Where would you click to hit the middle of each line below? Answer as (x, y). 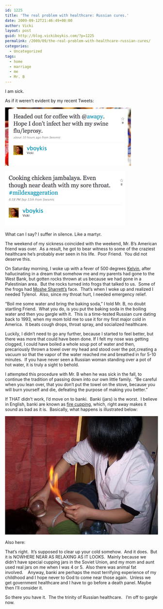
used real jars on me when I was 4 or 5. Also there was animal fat (71, 567)
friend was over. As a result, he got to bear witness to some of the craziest (80, 249)
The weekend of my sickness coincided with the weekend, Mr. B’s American (81, 244)
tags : (10, 56)
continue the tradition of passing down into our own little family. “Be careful (81, 379)
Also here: (15, 542)
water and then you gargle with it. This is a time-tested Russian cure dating (81, 314)
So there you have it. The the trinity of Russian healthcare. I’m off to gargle (81, 597)
